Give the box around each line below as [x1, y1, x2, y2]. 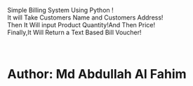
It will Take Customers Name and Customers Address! [7, 13, 164, 22]
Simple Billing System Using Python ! [7, 6, 114, 14]
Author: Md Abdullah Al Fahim [7, 66, 187, 83]
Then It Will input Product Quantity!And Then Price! [7, 21, 156, 29]
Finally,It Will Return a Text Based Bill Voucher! [7, 28, 142, 36]
